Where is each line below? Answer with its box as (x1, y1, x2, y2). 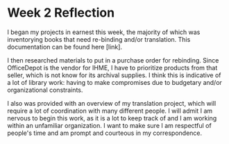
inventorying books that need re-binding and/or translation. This (7, 35, 191, 43)
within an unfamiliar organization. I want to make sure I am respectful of (7, 121, 212, 129)
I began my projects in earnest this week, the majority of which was (7, 28, 201, 36)
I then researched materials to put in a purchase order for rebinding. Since (7, 56, 219, 64)
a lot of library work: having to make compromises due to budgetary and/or (7, 78, 222, 86)
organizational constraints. (7, 86, 83, 94)
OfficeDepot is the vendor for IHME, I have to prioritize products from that (7, 63, 218, 72)
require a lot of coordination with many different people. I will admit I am (7, 106, 213, 115)
